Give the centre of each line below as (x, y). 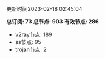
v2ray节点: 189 (34, 34)
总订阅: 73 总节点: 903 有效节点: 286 (52, 22)
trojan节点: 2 (31, 49)
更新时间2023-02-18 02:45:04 (44, 9)
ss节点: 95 (28, 42)
